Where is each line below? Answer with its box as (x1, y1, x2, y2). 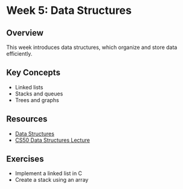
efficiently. (6, 50, 33, 57)
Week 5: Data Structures (6, 4, 132, 18)
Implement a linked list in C (14, 170, 83, 177)
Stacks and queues (14, 90, 63, 97)
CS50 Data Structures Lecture (14, 136, 91, 144)
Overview (6, 28, 44, 38)
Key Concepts (6, 68, 60, 78)
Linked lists (14, 83, 43, 91)
